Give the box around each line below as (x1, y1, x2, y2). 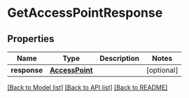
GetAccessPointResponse (7, 5, 163, 21)
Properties (7, 33, 55, 45)
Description (99, 54, 140, 63)
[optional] (146, 65, 178, 75)
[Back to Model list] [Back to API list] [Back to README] (7, 83, 168, 92)
